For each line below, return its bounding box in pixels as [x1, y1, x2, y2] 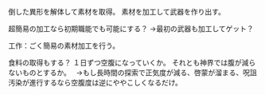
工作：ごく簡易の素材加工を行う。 [8, 41, 120, 50]
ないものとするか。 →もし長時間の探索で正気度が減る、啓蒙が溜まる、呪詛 [8, 68, 257, 77]
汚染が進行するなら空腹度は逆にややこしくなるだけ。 [8, 78, 183, 87]
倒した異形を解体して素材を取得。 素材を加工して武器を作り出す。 [8, 7, 225, 16]
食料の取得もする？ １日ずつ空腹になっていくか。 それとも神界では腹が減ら [8, 58, 256, 67]
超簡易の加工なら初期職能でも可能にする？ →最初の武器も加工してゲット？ [8, 24, 255, 34]
